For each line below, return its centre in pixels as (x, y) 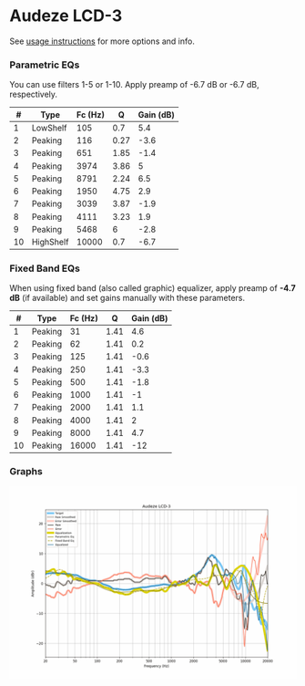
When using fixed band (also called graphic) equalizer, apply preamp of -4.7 (152, 288)
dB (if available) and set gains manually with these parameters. (127, 298)
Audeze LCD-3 (66, 16)
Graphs (26, 472)
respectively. (33, 94)
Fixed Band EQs (45, 268)
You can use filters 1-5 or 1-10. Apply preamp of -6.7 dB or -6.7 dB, (134, 85)
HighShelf (50, 242)
